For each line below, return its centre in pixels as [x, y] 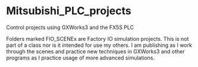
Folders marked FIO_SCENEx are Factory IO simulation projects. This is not [98, 39]
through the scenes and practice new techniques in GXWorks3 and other [95, 51]
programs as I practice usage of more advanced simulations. [81, 58]
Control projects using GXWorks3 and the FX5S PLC [70, 27]
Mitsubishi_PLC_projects [69, 11]
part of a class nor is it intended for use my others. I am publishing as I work [99, 45]
